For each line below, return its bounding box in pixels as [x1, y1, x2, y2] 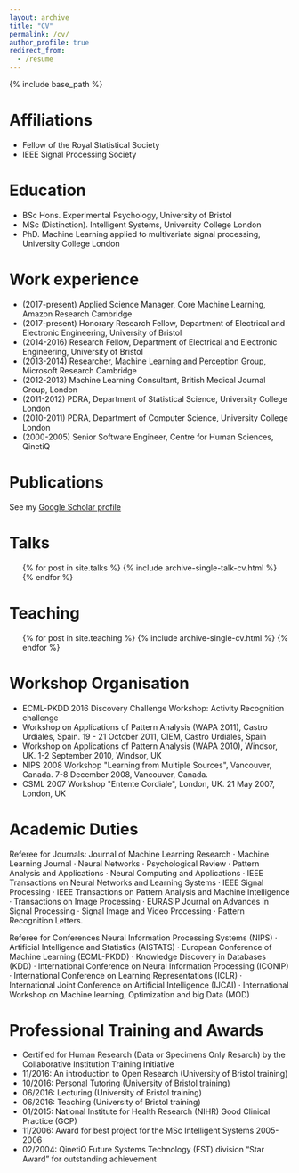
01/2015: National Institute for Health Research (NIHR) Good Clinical [21, 1106, 271, 1117]
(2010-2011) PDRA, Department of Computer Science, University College [21, 412, 289, 423]
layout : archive [9, 12, 69, 22]
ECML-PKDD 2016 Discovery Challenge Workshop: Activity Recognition [21, 702, 285, 713]
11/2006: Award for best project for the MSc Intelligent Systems [21, 1125, 255, 1136]
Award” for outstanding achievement [21, 1153, 158, 1164]
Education [9, 180, 86, 201]
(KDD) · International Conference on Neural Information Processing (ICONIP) [9, 960, 289, 972]
